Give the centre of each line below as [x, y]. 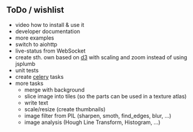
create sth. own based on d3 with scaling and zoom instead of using [101, 57]
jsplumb [25, 64]
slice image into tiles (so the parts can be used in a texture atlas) [105, 96]
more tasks [29, 83]
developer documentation [48, 31]
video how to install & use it [49, 24]
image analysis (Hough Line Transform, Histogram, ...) [92, 122]
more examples [35, 38]
